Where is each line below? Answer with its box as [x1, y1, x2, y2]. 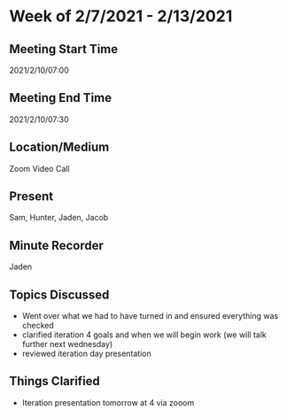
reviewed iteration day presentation [21, 348, 152, 359]
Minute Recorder [9, 237, 104, 253]
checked [21, 320, 55, 331]
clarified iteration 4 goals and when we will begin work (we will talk [21, 329, 268, 340]
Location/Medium [9, 140, 110, 155]
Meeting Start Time [9, 42, 119, 57]
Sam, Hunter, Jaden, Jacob [9, 212, 109, 223]
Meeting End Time [9, 90, 112, 105]
